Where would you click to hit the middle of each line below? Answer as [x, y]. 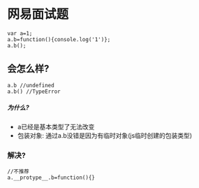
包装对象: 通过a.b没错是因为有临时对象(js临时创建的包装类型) [105, 135]
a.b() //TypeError [34, 92]
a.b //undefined [31, 85]
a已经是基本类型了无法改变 [56, 126]
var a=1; [20, 33]
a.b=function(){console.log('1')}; [59, 39]
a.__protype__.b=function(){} [51, 178]
